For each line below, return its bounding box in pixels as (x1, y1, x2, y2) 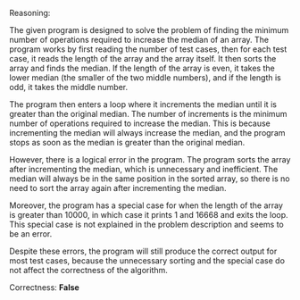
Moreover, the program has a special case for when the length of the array (9, 200, 284, 211)
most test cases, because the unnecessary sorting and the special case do (9, 255, 286, 266)
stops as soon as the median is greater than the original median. (9, 137, 246, 147)
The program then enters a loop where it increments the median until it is (9, 99, 277, 110)
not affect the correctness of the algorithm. (9, 265, 168, 275)
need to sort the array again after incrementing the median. (9, 183, 227, 193)
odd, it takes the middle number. (9, 82, 129, 92)
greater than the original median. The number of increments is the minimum (9, 109, 287, 119)
